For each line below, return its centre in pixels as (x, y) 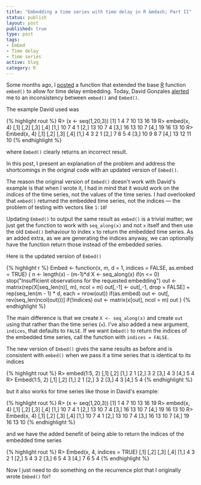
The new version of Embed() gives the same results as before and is (89, 349)
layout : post (22, 23)
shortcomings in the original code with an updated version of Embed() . (92, 170)
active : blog (22, 62)
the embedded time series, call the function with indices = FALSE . (88, 337)
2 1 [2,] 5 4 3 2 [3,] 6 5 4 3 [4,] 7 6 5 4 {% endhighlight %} (78, 458)
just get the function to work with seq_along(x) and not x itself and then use (100, 225)
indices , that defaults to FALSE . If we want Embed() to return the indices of (97, 331)
